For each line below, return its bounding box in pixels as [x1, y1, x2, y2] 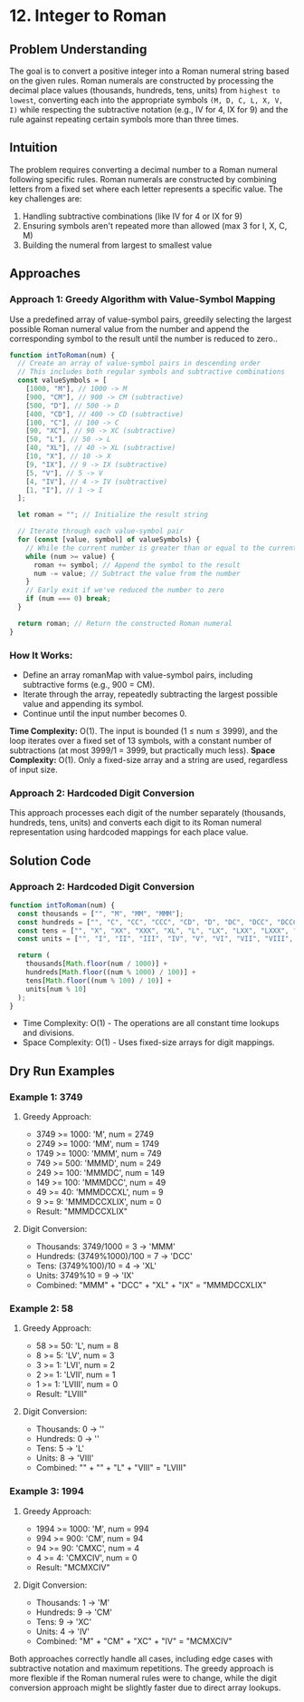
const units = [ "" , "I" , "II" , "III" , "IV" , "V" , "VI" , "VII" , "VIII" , [17, 934, 294, 944]
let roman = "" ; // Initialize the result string [17, 510, 208, 520]
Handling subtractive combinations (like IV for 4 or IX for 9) [22, 210, 242, 221]
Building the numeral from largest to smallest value [22, 240, 213, 250]
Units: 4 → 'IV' [35, 1626, 90, 1637]
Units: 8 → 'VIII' [35, 1453, 94, 1463]
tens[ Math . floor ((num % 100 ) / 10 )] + [25, 976, 172, 985]
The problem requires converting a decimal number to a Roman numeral [9, 164, 278, 175]
